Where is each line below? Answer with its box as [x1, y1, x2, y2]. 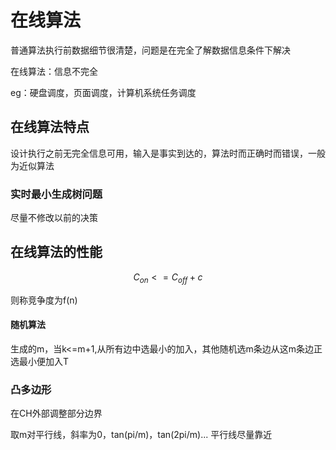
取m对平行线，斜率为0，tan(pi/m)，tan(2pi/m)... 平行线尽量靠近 [10, 429, 273, 441]
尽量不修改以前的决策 [10, 212, 98, 224]
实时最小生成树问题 [10, 187, 103, 201]
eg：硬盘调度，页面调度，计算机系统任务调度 [10, 86, 197, 98]
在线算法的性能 [10, 244, 103, 261]
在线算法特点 [10, 119, 90, 136]
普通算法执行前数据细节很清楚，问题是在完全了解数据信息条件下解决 [10, 44, 291, 56]
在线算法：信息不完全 [10, 65, 98, 77]
